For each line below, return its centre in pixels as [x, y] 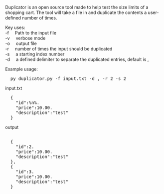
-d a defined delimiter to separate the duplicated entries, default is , [77, 59]
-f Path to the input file [31, 33]
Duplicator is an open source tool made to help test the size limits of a [77, 7]
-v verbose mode [25, 38]
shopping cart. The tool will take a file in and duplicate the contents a [76, 12]
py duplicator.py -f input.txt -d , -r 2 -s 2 [68, 79]
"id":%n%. [28, 103]
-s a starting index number [35, 54]
